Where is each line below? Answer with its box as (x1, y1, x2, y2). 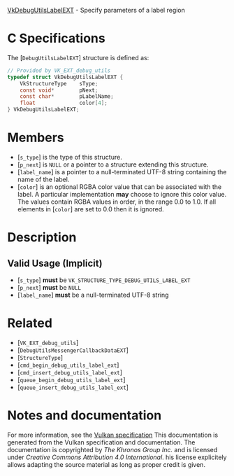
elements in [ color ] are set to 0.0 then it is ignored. (17, 205, 164, 213)
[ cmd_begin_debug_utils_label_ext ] (17, 360, 119, 369)
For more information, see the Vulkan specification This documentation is (7, 430, 219, 439)
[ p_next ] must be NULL (17, 283, 82, 291)
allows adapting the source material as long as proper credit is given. (7, 460, 206, 468)
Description (7, 230, 77, 246)
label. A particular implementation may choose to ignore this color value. (17, 190, 227, 198)
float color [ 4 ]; (20, 99, 108, 107)
